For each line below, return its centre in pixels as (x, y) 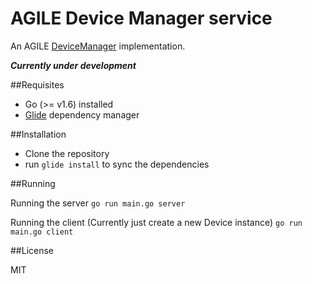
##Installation (38, 134)
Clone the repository (67, 153)
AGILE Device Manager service (141, 18)
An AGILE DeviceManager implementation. (98, 46)
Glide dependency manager (82, 114)
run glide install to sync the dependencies (117, 164)
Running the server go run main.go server (98, 203)
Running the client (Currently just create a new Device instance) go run (156, 222)
